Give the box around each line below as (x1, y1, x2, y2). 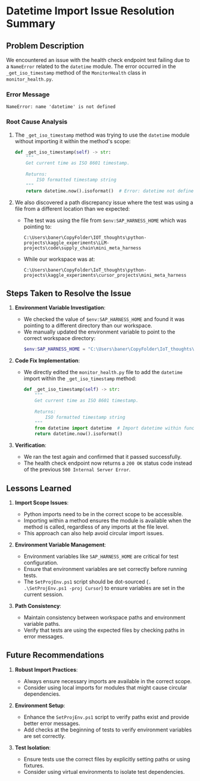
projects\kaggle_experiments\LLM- (23, 240, 110, 246)
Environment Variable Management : (14, 541, 106, 548)
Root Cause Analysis (6, 118, 68, 126)
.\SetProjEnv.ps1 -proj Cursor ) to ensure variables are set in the (23, 584, 185, 591)
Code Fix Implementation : (14, 357, 80, 365)
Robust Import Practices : (14, 666, 79, 673)
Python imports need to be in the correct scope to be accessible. (23, 510, 183, 517)
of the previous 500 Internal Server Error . (23, 466, 131, 473)
